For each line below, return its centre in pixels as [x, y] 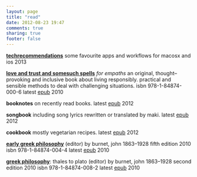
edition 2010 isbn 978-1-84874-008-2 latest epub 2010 [73, 168]
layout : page [22, 11]
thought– [166, 73]
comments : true [25, 28]
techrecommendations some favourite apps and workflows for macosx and [98, 56]
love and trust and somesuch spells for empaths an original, [80, 73]
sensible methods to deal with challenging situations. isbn [76, 86]
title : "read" [24, 17]
